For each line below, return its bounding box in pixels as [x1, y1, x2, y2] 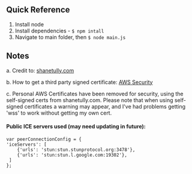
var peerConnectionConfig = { [6, 136, 82, 142]
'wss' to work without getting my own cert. [6, 109, 112, 116]
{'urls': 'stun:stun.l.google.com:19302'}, [17, 152, 128, 158]
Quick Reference [6, 5, 70, 15]
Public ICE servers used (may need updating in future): [6, 123, 146, 130]
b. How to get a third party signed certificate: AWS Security [6, 78, 153, 86]
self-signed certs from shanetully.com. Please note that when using [6, 96, 173, 104]
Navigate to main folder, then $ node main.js [14, 33, 126, 41]
